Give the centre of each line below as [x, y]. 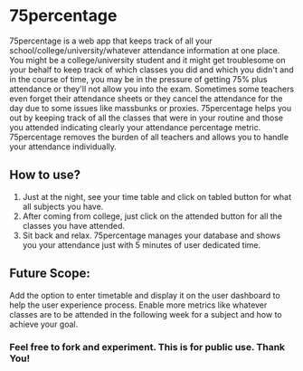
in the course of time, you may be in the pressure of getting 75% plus [139, 79]
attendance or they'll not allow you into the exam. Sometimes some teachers [152, 89]
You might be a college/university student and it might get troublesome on [147, 60]
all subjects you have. [63, 206]
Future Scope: [50, 274]
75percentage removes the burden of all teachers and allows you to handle [149, 137]
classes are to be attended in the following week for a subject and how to [146, 314]
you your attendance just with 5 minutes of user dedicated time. [141, 244]
